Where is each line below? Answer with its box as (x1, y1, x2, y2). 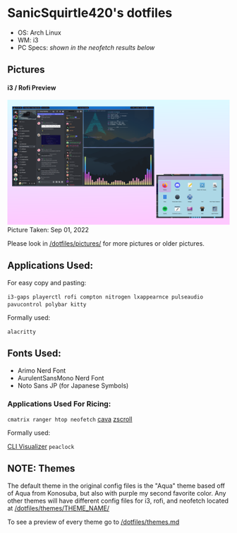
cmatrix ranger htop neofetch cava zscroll (7, 414, 133, 423)
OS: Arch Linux (17, 28, 61, 37)
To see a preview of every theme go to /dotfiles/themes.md (7, 517, 180, 526)
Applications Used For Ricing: (7, 399, 111, 409)
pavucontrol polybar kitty (7, 301, 87, 308)
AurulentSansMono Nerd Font (17, 373, 104, 382)
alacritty (7, 328, 37, 335)
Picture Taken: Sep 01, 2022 (7, 226, 90, 234)
